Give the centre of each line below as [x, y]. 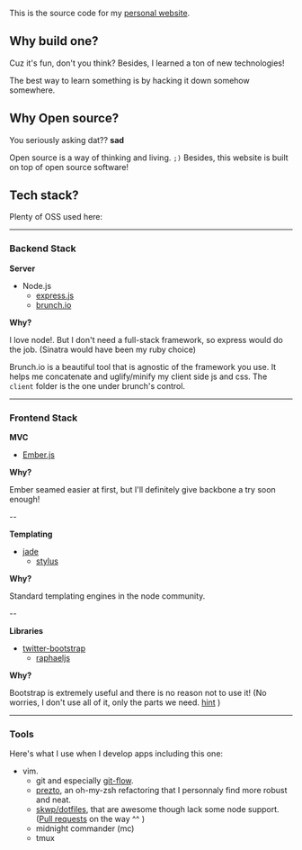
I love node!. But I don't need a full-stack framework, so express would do [146, 339]
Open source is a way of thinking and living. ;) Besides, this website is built [149, 158]
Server [22, 268]
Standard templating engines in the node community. [107, 596]
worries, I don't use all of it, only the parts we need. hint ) [115, 702]
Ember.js [39, 455]
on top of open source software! [69, 167]
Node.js [37, 285]
